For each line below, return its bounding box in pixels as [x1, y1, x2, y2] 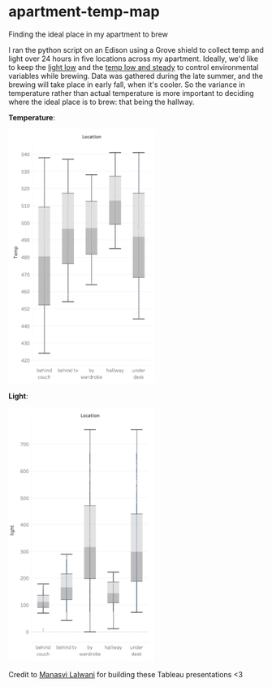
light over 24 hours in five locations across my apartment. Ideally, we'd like [8, 54, 258, 63]
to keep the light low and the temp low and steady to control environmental [8, 62, 259, 72]
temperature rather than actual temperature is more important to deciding [8, 88, 254, 98]
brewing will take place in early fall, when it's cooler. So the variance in [8, 80, 245, 89]
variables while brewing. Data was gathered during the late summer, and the [8, 71, 264, 80]
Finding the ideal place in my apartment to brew [8, 29, 168, 39]
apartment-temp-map [8, 2, 160, 21]
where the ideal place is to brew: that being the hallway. [8, 97, 195, 107]
